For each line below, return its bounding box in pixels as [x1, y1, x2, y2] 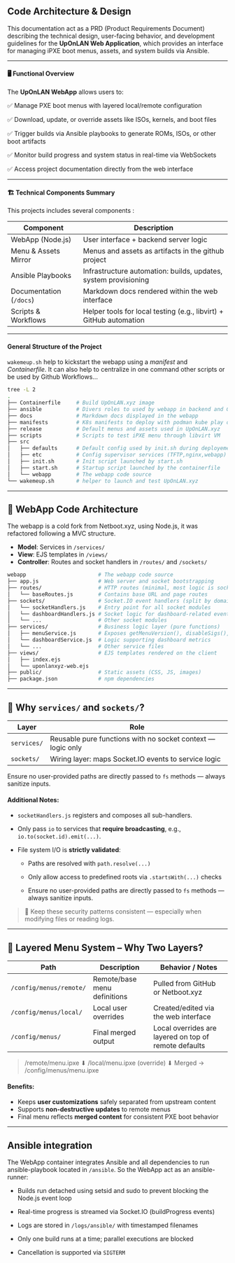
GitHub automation [83, 315, 145, 325]
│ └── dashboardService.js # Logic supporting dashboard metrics [7, 636, 211, 643]
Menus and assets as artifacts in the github [83, 246, 225, 256]
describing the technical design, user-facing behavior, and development [7, 32, 215, 40]
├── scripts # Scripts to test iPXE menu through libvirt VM [7, 432, 220, 439]
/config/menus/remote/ [10, 984, 86, 992]
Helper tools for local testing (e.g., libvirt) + [83, 307, 224, 316]
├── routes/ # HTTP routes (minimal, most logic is [7, 585, 215, 592]
